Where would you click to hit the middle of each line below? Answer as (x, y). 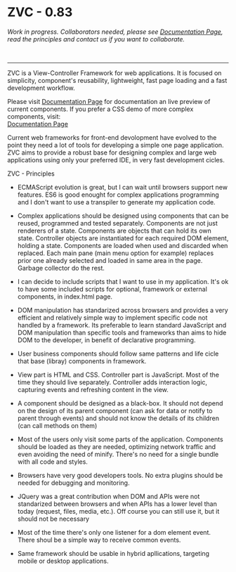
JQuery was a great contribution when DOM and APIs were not (109, 496)
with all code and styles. (52, 462)
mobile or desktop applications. (63, 561)
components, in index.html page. (65, 297)
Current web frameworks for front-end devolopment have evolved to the (112, 137)
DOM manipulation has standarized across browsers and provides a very (123, 310)
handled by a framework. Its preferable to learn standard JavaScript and (122, 325)
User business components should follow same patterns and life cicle (118, 353)
